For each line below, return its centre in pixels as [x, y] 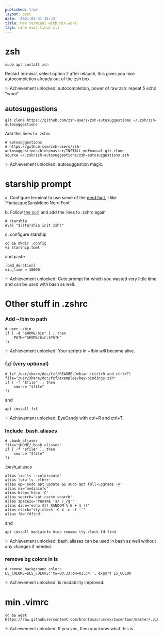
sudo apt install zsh [27, 65]
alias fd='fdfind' [24, 514]
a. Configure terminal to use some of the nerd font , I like [61, 197]
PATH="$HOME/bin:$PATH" [38, 338]
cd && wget [16, 616]
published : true [21, 9]
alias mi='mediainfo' [27, 488]
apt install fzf [21, 409]
